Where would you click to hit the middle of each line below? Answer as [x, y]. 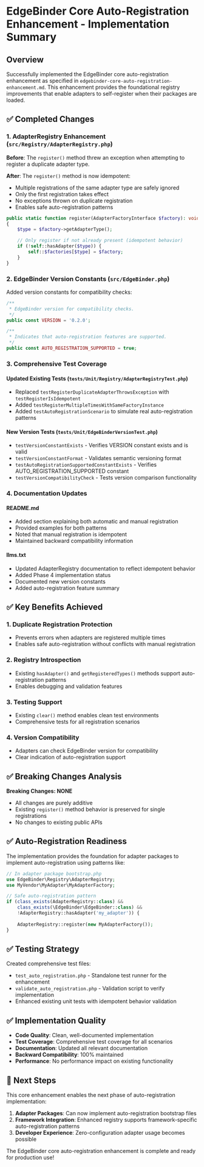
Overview [25, 59]
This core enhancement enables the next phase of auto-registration [91, 1095]
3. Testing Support [34, 702]
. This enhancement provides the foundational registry [112, 87]
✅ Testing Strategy [43, 949]
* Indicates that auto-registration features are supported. [88, 337]
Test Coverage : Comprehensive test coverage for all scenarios [94, 1042]
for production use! [30, 1158]
